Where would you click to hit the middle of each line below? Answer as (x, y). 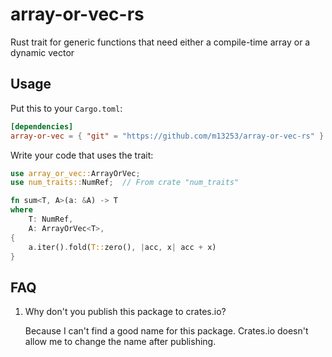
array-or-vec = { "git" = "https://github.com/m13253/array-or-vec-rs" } (167, 136)
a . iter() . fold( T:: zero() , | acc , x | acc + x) (122, 247)
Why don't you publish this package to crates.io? (125, 312)
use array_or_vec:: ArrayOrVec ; (75, 173)
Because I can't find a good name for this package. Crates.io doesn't (166, 331)
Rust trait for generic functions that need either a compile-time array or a (160, 42)
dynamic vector (42, 52)
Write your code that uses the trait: (82, 155)
